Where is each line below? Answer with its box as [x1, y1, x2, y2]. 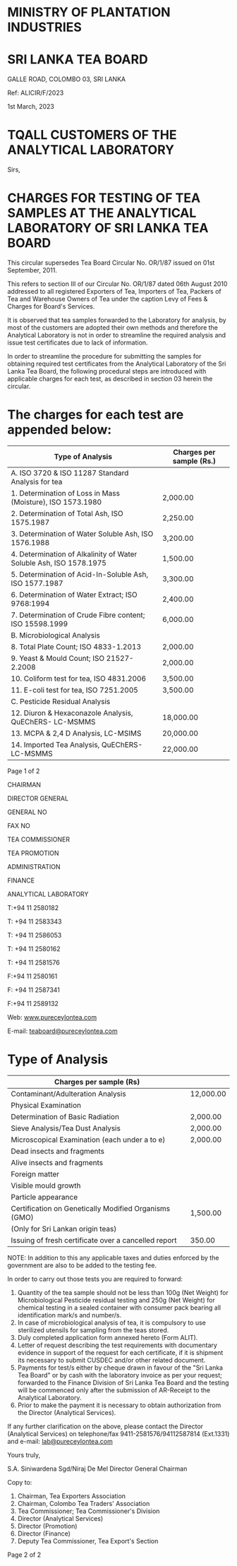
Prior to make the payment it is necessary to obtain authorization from [17, 1401, 221, 1409]
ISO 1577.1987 [11, 578, 63, 588]
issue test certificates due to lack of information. [7, 338, 148, 347]
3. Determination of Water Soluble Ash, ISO [11, 529, 154, 539]
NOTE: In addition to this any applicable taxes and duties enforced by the [7, 1253, 219, 1262]
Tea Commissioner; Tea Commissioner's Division [17, 1507, 160, 1515]
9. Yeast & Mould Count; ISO [11, 653, 104, 663]
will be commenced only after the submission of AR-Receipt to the [17, 1385, 211, 1394]
